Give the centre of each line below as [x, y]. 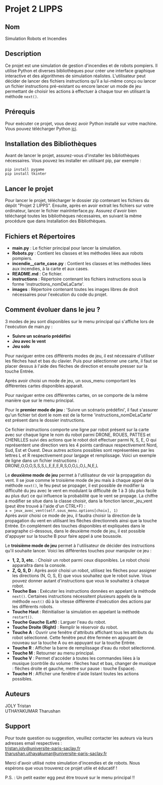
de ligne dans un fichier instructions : [42, 461]
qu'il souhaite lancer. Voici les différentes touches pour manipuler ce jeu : [78, 550]
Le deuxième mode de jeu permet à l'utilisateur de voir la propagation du [78, 475]
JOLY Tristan [18, 706]
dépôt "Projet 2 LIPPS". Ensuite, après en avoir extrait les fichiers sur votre [79, 205]
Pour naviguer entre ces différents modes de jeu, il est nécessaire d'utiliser [80, 356]
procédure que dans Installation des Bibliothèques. [56, 221]
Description [23, 54]
